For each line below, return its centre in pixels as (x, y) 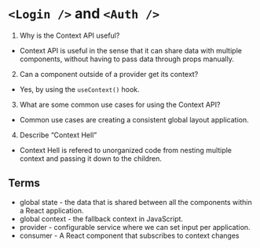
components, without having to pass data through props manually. (126, 59)
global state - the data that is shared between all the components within (136, 202)
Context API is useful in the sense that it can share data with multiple (130, 50)
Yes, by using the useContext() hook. (79, 89)
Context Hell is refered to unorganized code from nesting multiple (126, 150)
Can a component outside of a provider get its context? (109, 74)
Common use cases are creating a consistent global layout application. (134, 119)
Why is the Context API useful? (70, 35)
